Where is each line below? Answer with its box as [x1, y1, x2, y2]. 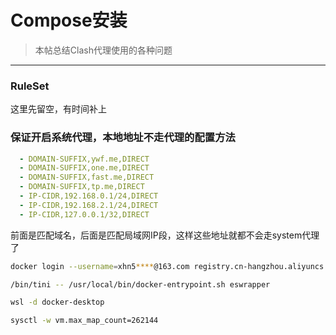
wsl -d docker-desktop [10, 297, 105, 308]
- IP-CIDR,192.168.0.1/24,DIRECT [19, 191, 159, 201]
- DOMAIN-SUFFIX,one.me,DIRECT [19, 163, 150, 173]
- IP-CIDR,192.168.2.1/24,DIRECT [19, 200, 159, 210]
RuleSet [10, 79, 50, 93]
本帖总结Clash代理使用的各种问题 [34, 44, 173, 56]
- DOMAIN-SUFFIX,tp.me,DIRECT [19, 182, 145, 192]
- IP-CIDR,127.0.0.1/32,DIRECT [19, 209, 150, 220]
